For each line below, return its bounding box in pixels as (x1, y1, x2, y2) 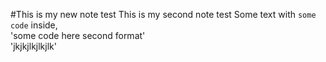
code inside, (10, 19, 58, 31)
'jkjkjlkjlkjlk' (10, 40, 57, 52)
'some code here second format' (10, 30, 146, 41)
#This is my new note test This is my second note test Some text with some (10, 9, 317, 20)
